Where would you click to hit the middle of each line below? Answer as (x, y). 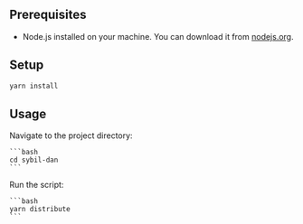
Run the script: (37, 185)
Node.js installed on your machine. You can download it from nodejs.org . (158, 36)
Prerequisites (48, 15)
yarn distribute (40, 210)
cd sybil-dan (34, 160)
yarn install (34, 86)
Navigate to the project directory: (71, 135)
